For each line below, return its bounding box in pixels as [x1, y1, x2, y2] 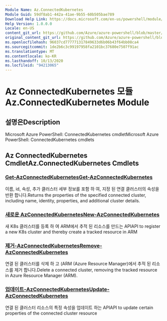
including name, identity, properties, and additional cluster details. [5, 197, 140, 203]
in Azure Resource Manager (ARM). [5, 273, 78, 279]
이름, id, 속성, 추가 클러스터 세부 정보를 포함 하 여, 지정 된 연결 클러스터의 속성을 [5, 185, 160, 192]
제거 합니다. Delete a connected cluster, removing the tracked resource [14, 267, 158, 273]
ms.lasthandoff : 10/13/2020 [5, 58, 64, 63]
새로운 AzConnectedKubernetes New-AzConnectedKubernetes [5, 211, 160, 218]
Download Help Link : [5, 16, 48, 21]
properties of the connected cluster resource [5, 310, 97, 316]
